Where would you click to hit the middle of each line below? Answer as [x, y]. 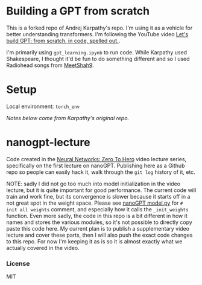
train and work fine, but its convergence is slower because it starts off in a [98, 196]
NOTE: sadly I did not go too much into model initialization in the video [93, 184]
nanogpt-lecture [48, 142]
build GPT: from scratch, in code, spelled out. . [63, 40]
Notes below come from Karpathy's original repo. [68, 118]
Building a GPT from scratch [78, 11]
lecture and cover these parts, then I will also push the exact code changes [99, 235]
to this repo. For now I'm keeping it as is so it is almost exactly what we [94, 241]
